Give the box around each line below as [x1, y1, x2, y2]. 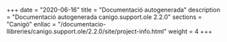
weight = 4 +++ [168, 27, 213, 35]
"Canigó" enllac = [6, 20, 56, 28]
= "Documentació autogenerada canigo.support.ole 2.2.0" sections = [6, 13, 202, 21]
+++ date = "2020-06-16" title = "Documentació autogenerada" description [6, 6, 221, 14]
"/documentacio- [57, 20, 106, 28]
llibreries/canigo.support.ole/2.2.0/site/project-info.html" [6, 27, 167, 35]
